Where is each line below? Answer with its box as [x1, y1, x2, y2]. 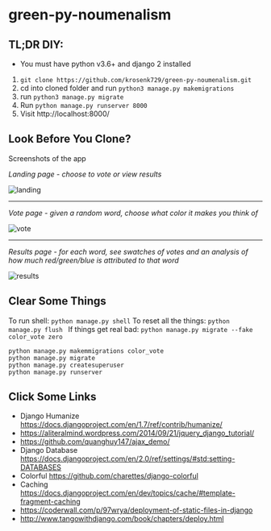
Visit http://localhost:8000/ [19, 109, 110, 118]
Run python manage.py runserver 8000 [19, 101, 148, 110]
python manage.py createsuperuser [8, 361, 125, 369]
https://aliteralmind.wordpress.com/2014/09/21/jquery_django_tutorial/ [19, 429, 255, 438]
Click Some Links [8, 390, 97, 404]
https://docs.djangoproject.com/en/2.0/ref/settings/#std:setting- [19, 454, 236, 464]
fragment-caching [19, 497, 81, 507]
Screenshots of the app [8, 153, 86, 163]
